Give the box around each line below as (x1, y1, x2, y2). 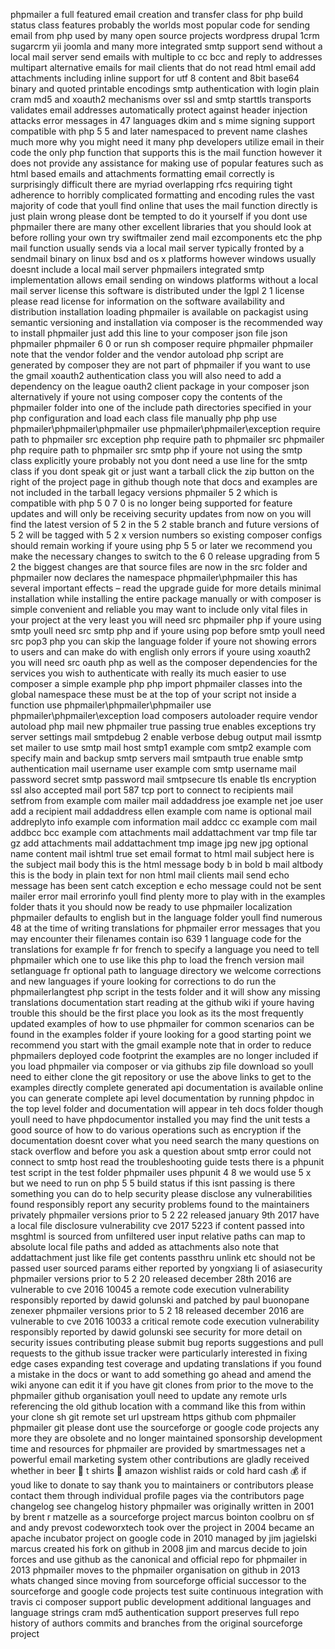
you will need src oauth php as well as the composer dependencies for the (10, 657, 318, 668)
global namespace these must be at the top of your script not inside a (10, 689, 297, 700)
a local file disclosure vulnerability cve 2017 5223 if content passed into (10, 1220, 305, 1231)
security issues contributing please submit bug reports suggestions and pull (10, 1337, 324, 1348)
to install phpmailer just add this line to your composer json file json (10, 327, 288, 339)
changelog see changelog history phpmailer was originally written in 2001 (10, 1500, 315, 1512)
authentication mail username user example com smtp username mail (10, 763, 297, 774)
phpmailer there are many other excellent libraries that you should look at (10, 221, 312, 233)
